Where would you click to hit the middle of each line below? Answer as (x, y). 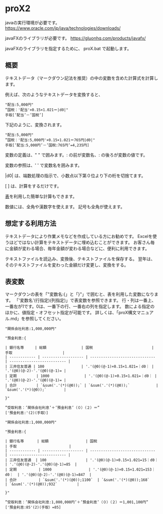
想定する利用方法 (31, 224)
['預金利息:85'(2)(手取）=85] (33, 508)
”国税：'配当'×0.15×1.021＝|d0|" (37, 110)
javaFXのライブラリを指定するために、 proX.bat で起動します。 (68, 48)
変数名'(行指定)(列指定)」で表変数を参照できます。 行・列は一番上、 (88, 300)
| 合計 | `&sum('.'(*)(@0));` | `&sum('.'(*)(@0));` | (82, 386)
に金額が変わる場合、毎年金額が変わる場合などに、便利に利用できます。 (77, 248)
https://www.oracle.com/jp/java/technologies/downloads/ (63, 28)
